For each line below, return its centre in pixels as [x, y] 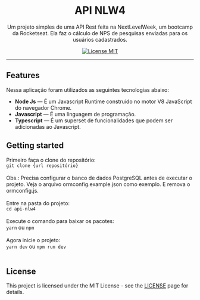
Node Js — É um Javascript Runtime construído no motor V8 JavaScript [103, 101]
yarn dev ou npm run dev [36, 246]
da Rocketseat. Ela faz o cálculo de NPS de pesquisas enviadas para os [100, 33]
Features [23, 75]
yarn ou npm [20, 227]
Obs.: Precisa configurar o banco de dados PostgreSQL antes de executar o [99, 178]
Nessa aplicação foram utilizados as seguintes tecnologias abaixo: [88, 89]
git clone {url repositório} [42, 166]
